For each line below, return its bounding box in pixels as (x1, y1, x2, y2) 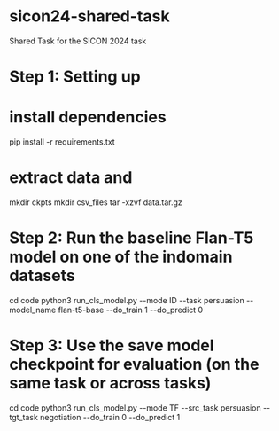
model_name (9, 304, 57, 315)
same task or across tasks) (9, 373, 212, 394)
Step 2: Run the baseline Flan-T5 (9, 228, 254, 248)
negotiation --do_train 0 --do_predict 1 (39, 411, 181, 422)
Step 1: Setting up (9, 67, 141, 87)
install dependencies (9, 107, 167, 128)
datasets (9, 266, 75, 286)
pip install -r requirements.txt (9, 137, 115, 147)
